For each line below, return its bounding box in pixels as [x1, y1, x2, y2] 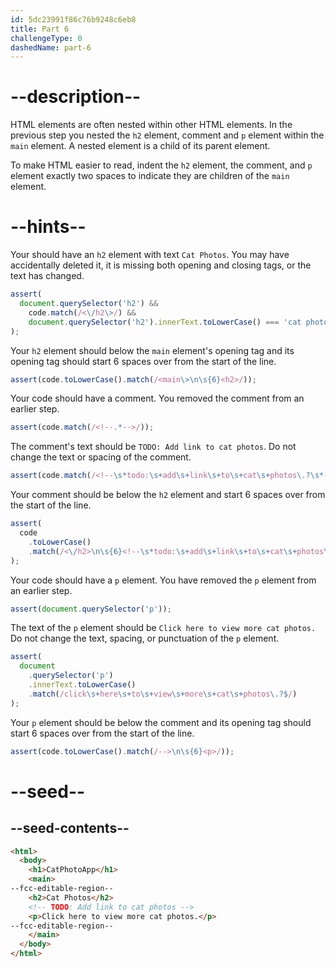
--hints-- [10, 216, 87, 238]
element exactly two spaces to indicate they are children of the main [10, 170, 290, 182]
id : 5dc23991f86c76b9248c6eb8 [10, 14, 137, 25]
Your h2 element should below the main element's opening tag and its [10, 344, 295, 356]
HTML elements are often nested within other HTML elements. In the [10, 119, 293, 131]
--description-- [10, 86, 142, 108]
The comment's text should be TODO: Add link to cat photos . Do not [10, 441, 297, 453]
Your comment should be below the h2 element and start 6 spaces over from [10, 489, 326, 501]
